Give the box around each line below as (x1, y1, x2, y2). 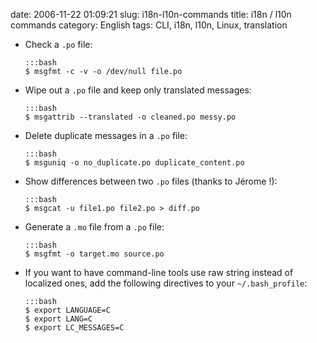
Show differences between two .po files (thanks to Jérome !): (24, 175, 278, 187)
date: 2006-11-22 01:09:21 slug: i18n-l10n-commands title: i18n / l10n (10, 9, 292, 20)
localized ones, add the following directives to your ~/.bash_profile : (24, 277, 308, 289)
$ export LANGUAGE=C (24, 305, 111, 315)
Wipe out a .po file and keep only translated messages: (24, 84, 252, 96)
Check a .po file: (24, 39, 93, 50)
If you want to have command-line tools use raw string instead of (24, 267, 294, 278)
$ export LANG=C (24, 314, 93, 324)
